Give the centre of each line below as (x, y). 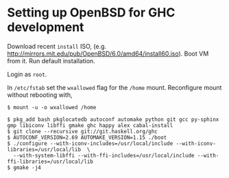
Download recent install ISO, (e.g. (57, 46)
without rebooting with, (40, 95)
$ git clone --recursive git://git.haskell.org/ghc (82, 131)
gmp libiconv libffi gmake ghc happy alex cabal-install (90, 125)
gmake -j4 (27, 167)
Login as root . (27, 74)
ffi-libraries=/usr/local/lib (50, 162)
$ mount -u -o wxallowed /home (52, 107)
